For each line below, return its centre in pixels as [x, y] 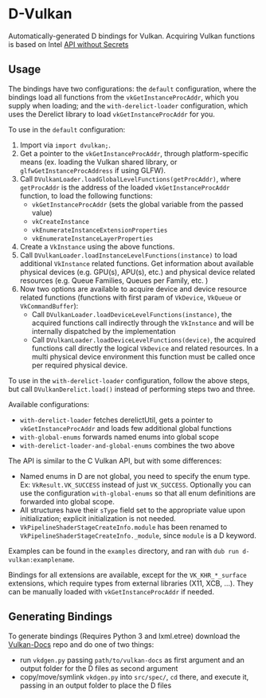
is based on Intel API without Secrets [68, 44]
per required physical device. [80, 365]
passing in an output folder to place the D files [96, 685]
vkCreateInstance [61, 222]
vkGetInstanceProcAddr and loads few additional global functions [126, 428]
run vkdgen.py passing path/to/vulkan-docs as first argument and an [132, 660]
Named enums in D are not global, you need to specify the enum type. [135, 476]
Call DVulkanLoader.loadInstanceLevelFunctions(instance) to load [128, 255]
